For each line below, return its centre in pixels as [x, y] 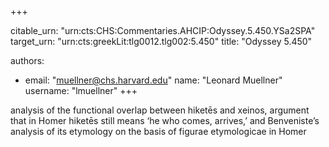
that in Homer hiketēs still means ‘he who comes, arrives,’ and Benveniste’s [165, 120]
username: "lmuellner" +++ [81, 90]
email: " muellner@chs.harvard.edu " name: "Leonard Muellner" [153, 80]
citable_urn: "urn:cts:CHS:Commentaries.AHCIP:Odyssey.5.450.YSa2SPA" [163, 30]
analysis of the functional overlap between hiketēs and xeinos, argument [160, 110]
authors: [27, 60]
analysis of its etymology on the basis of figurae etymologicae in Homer [158, 131]
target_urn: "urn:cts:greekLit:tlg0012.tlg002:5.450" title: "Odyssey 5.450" [161, 41]
